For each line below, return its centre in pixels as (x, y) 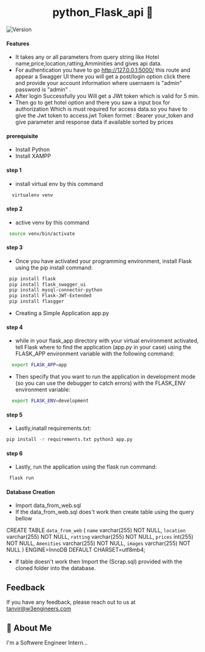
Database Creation (31, 492)
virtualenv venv (32, 195)
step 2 (15, 209)
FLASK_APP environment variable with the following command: (95, 354)
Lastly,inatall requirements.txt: (53, 428)
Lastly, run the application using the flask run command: (86, 467)
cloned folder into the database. (55, 568)
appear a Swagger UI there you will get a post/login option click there (103, 76)
